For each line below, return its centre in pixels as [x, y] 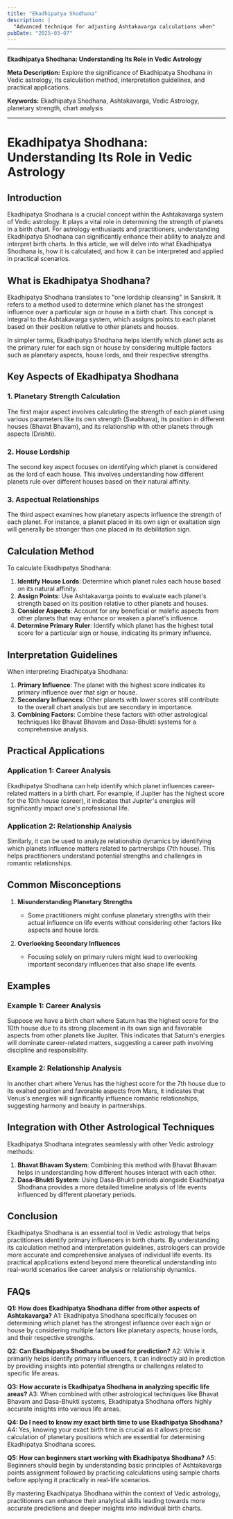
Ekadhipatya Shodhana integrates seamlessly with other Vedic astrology [110, 1144]
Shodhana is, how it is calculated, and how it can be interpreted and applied [115, 251]
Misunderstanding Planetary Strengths [75, 901]
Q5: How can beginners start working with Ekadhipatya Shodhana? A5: [112, 1458]
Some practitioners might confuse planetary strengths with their [119, 915]
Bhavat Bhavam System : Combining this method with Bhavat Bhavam [117, 1165]
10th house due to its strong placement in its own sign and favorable [105, 1028]
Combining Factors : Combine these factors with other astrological [112, 714]
